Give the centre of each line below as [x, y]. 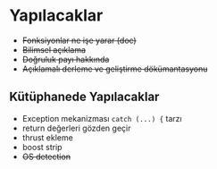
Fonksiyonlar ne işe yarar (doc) [79, 40]
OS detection [46, 156]
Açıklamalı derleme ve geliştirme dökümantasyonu [115, 69]
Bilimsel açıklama [54, 49]
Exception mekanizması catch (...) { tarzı [102, 118]
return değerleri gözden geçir [76, 128]
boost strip [42, 147]
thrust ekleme [47, 137]
